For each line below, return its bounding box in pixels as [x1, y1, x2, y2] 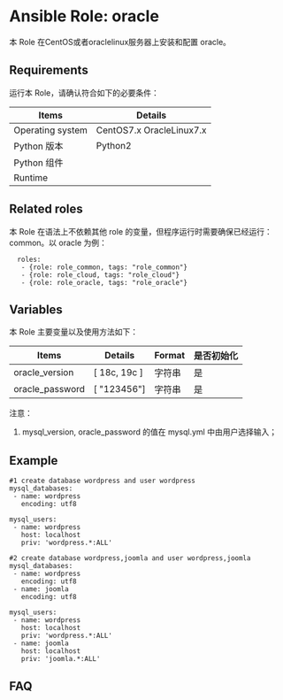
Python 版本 [13, 140, 64, 152]
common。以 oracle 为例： [9, 237, 108, 248]
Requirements [9, 63, 88, 78]
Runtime [13, 171, 49, 183]
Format [154, 350, 186, 362]
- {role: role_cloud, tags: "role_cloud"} [20, 270, 180, 280]
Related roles [9, 202, 84, 217]
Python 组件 [13, 157, 64, 169]
